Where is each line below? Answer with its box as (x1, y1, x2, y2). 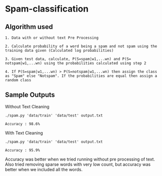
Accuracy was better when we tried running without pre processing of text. (5, 156, 155, 162)
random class (5, 78, 32, 83)
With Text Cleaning (5, 130, 43, 136)
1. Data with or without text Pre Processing (5, 35, 98, 40)
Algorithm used (5, 23, 53, 31)
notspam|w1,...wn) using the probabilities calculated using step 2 (5, 61, 146, 66)
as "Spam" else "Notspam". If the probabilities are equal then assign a (5, 73, 158, 78)
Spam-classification (5, 3, 89, 15)
